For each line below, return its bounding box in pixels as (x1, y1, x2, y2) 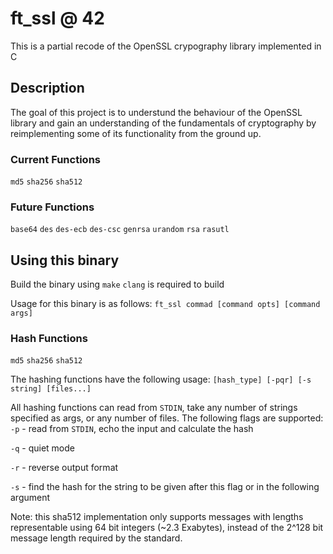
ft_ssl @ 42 (10, 7, 105, 30)
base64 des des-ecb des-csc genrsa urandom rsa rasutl (10, 225, 230, 235)
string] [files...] (10, 384, 92, 394)
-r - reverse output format (10, 462, 119, 474)
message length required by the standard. (10, 532, 183, 544)
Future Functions (10, 200, 95, 214)
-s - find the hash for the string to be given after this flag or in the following (10, 481, 320, 493)
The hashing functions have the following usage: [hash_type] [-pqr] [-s (10, 373, 312, 386)
